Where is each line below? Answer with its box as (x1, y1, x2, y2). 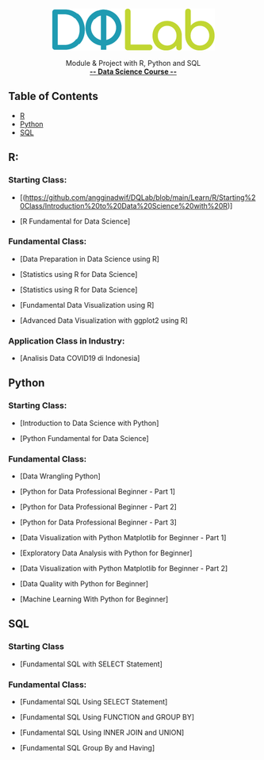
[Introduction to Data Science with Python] (19, 418, 159, 428)
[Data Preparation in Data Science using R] (19, 254, 160, 263)
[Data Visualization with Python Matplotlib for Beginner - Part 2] (19, 564, 228, 574)
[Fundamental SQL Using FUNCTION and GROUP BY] (19, 712, 195, 722)
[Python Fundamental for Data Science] (19, 433, 149, 443)
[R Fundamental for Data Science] (19, 216, 131, 226)
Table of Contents (8, 90, 99, 103)
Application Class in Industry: (8, 335, 125, 346)
